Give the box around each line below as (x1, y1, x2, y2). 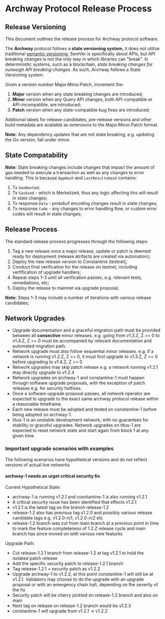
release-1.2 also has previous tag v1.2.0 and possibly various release (12, 509, 152, 515)
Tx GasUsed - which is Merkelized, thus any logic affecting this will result (12, 190, 159, 196)
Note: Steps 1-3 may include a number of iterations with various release (5, 294, 152, 300)
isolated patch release (12, 555, 58, 561)
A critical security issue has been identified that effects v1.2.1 (12, 499, 137, 505)
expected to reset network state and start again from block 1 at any (12, 427, 149, 433)
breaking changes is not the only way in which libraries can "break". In (5, 56, 149, 62)
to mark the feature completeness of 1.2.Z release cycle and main (12, 525, 146, 531)
